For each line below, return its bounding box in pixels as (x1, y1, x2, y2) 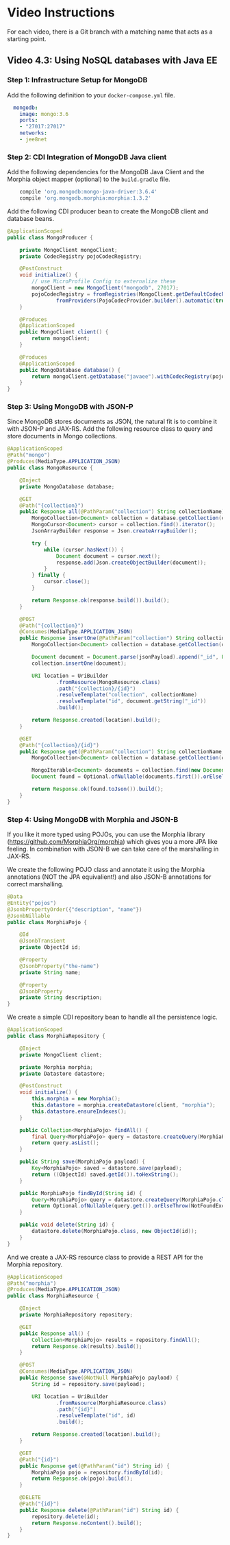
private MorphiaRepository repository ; (19, 1312, 133, 1319)
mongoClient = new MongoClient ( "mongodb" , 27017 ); (31, 285, 179, 292)
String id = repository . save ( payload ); (31, 1380, 146, 1387)
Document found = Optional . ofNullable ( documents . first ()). (31, 773, 204, 780)
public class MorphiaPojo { (7, 919, 88, 925)
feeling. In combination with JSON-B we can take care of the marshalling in (7, 845, 219, 853)
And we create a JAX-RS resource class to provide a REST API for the (7, 1253, 203, 1261)
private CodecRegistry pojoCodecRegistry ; (19, 252, 142, 260)
